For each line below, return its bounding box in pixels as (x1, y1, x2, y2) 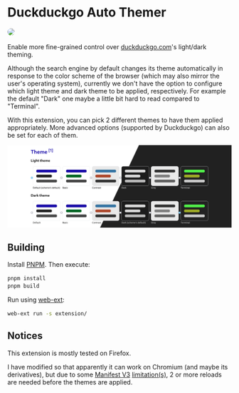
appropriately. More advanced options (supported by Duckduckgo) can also (7, 123, 230, 132)
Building (7, 241, 45, 253)
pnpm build (7, 282, 40, 290)
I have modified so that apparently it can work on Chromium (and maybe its (7, 362, 228, 371)
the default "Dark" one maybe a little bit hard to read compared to (7, 94, 200, 103)
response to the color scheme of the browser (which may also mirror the (7, 71, 221, 80)
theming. (7, 50, 33, 58)
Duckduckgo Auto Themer (7, 4, 166, 21)
